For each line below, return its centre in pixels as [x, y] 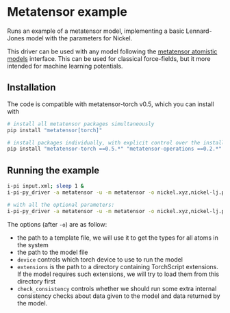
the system [33, 245]
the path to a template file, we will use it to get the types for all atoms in [118, 238]
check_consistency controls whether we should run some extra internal [117, 288]
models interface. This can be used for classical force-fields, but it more [109, 58]
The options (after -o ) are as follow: [57, 224]
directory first [36, 281]
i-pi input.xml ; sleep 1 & [46, 186]
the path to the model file [52, 252]
